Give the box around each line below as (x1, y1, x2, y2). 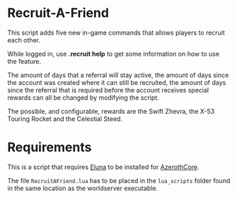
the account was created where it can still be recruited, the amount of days (7, 78, 226, 86)
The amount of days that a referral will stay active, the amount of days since (7, 71, 229, 79)
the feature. (7, 57, 41, 65)
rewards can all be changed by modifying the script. (7, 93, 159, 102)
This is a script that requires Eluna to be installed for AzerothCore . (7, 163, 200, 171)
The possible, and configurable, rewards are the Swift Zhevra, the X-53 (7, 107, 215, 115)
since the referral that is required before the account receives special (7, 86, 209, 94)
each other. (7, 35, 41, 44)
